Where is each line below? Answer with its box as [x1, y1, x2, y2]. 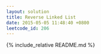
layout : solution [6, 8, 50, 15]
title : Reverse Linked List [6, 14, 76, 20]
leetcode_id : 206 [6, 25, 50, 31]
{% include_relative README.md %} [6, 42, 96, 49]
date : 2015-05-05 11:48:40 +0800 [6, 20, 90, 26]
